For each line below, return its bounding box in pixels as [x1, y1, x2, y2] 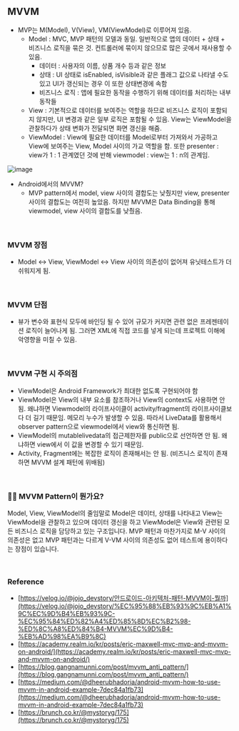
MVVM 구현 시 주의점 [7, 369, 78, 379]
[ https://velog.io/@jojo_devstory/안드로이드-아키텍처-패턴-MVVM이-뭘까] [17, 594, 229, 602]
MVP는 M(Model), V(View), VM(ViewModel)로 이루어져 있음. [17, 25, 192, 34]
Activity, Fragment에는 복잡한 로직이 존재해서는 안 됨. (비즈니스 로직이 [17, 449, 215, 457]
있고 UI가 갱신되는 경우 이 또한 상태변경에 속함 [39, 79, 168, 88]
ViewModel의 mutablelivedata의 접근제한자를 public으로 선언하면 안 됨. [17, 431, 220, 439]
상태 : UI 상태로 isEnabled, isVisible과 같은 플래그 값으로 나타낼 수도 [39, 70, 229, 79]
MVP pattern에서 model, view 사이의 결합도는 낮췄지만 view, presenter [28, 189, 230, 197]
